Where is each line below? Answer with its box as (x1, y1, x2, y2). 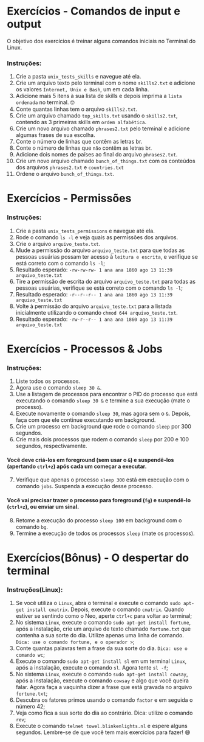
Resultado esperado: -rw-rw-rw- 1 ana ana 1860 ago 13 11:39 (15, 266, 172, 273)
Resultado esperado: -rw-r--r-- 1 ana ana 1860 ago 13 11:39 (15, 315, 172, 323)
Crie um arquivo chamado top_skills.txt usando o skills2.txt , (15, 112, 178, 119)
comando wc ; (15, 651, 45, 659)
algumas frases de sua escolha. (15, 131, 96, 139)
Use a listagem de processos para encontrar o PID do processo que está (15, 391, 198, 398)
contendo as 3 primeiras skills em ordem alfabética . (15, 119, 147, 126)
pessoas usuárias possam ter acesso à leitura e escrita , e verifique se (15, 253, 198, 260)
